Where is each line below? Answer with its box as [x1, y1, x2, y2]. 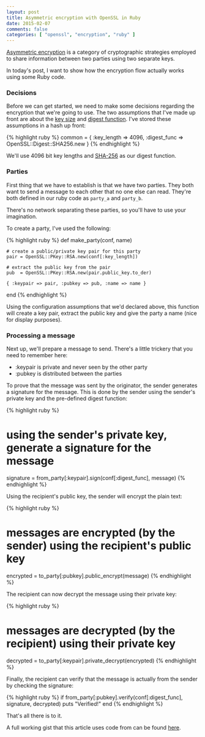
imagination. [6, 212, 38, 220]
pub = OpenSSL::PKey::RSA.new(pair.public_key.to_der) [6, 270, 152, 276]
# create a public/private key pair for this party [6, 248, 141, 254]
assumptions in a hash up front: [6, 122, 86, 129]
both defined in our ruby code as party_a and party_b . [6, 194, 143, 202]
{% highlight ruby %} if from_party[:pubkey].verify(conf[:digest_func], [6, 694, 183, 701]
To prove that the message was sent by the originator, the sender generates [6, 382, 198, 389]
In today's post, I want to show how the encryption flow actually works [6, 67, 185, 74]
